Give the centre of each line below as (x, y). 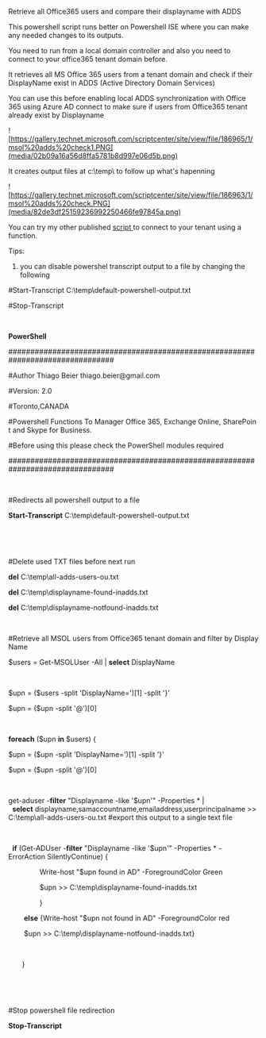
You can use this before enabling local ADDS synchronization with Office (127, 98)
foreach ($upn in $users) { (52, 739)
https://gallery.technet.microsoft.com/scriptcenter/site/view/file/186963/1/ (132, 195)
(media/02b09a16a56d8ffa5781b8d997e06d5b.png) (93, 156)
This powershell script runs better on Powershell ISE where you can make (129, 27)
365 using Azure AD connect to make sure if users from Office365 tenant (128, 107)
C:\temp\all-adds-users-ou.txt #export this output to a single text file (120, 817)
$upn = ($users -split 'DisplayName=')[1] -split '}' (89, 693)
